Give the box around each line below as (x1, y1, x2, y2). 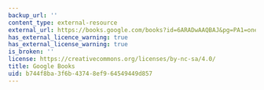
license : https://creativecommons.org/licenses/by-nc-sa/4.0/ (8, 56, 216, 63)
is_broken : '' (8, 48, 55, 56)
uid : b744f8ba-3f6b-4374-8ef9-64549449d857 (8, 70, 153, 77)
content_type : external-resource (8, 19, 118, 27)
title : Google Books (8, 63, 76, 70)
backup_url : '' (8, 11, 58, 20)
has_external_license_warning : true (8, 41, 128, 49)
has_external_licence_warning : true (8, 33, 128, 41)
